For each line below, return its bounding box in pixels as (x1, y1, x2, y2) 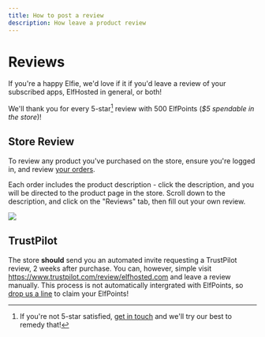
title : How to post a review (8, 11, 104, 20)
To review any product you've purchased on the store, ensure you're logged (8, 155, 256, 166)
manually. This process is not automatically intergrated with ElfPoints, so (8, 280, 244, 290)
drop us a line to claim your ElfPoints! (8, 289, 129, 298)
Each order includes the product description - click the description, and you (8, 179, 255, 189)
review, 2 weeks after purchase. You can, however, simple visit (8, 264, 212, 273)
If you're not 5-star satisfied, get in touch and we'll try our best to (19, 311, 233, 320)
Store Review (8, 135, 75, 148)
